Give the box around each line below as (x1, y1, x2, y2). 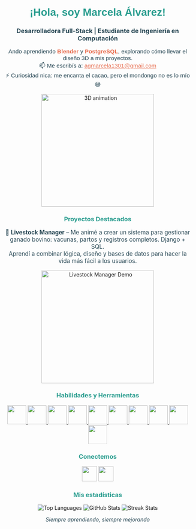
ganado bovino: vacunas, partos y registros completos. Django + (10, 236, 186, 243)
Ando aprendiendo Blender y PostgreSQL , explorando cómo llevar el (8, 48, 188, 55)
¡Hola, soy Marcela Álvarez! (29, 6, 166, 19)
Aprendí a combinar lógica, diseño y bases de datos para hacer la (8, 250, 187, 258)
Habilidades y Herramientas (56, 391, 140, 400)
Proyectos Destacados (64, 215, 132, 223)
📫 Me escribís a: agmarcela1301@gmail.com (38, 62, 157, 69)
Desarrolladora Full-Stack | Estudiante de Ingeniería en (16, 27, 179, 35)
